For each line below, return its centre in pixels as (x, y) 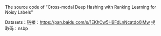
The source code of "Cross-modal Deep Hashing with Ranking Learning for (81, 7)
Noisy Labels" (19, 12)
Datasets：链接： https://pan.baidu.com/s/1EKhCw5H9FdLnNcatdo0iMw (78, 22)
